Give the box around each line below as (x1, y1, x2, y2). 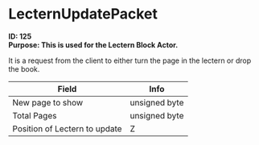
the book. (8, 64, 40, 73)
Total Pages (12, 110, 57, 121)
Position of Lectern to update (12, 122, 122, 134)
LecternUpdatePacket (8, 5, 158, 23)
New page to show (12, 97, 84, 108)
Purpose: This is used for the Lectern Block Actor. (8, 39, 179, 49)
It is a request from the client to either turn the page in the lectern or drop (8, 56, 252, 65)
